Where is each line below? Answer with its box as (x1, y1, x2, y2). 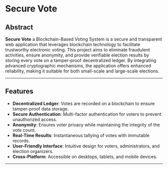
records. (12, 137, 30, 143)
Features (5, 87, 33, 95)
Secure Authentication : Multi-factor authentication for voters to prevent (12, 111, 161, 117)
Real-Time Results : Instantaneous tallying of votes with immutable (12, 132, 150, 138)
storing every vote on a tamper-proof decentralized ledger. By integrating (5, 57, 156, 63)
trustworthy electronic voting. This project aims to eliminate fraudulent (5, 47, 150, 52)
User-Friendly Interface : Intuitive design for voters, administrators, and (12, 143, 160, 149)
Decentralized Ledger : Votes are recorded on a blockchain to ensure (12, 100, 155, 106)
